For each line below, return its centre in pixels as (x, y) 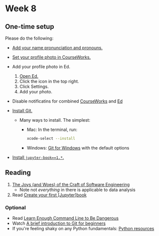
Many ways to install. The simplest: (55, 120)
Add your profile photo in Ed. (41, 67)
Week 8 (21, 9)
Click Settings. (34, 86)
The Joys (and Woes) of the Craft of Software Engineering (71, 184)
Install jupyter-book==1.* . (38, 157)
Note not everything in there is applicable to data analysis (77, 190)
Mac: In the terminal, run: (52, 129)
